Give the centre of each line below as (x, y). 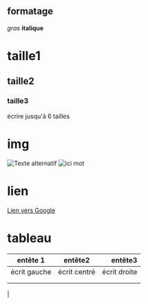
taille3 (18, 101)
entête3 (124, 260)
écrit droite (120, 272)
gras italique (25, 28)
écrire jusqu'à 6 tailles (39, 116)
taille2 (21, 81)
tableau (29, 238)
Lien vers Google (31, 210)
